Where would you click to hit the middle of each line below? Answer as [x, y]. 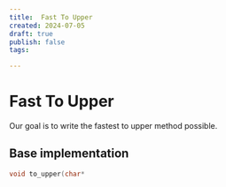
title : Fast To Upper [51, 17]
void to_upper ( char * [47, 174]
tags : [19, 50]
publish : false [37, 42]
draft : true [31, 34]
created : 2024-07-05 [47, 26]
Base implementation [69, 154]
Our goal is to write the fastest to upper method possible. [113, 126]
